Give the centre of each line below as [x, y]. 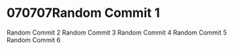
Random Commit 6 [33, 39]
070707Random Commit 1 [83, 13]
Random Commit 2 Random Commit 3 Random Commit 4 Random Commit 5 [117, 32]
